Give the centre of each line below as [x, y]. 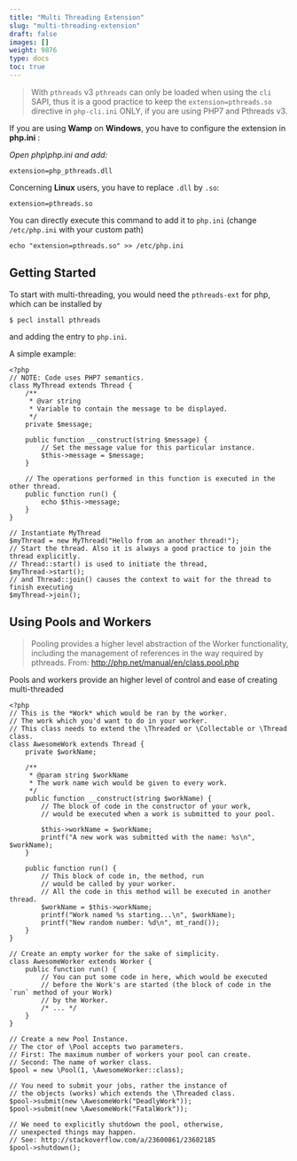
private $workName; [61, 752]
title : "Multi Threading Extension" [77, 17]
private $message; [59, 424]
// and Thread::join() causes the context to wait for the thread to [141, 579]
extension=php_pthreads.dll [61, 171]
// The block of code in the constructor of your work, [146, 806]
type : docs [29, 59]
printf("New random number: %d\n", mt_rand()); [130, 922]
